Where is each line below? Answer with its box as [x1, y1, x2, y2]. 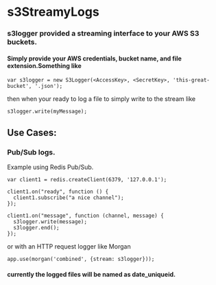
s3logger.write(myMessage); [7, 108, 88, 115]
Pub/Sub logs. [7, 147, 56, 157]
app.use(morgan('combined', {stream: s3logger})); [7, 255, 155, 262]
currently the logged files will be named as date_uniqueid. [7, 270, 176, 278]
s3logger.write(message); [13, 218, 88, 225]
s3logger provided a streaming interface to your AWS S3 [7, 29, 200, 38]
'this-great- [172, 77, 211, 84]
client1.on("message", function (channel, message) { [7, 212, 165, 219]
